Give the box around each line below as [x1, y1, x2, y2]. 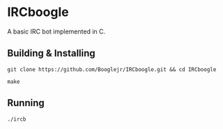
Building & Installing [7, 47, 95, 59]
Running [7, 97, 45, 109]
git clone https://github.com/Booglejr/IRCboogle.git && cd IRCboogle [7, 66, 217, 73]
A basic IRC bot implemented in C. [7, 27, 106, 36]
